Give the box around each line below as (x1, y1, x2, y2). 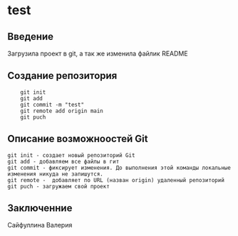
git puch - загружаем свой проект (7, 183, 110, 190)
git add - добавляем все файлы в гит (7, 158, 120, 165)
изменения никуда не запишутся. (7, 170, 103, 178)
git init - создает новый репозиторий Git (7, 151, 135, 159)
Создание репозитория (7, 70, 118, 82)
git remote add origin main (20, 107, 103, 114)
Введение (7, 31, 54, 43)
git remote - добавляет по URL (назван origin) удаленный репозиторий (7, 176, 224, 183)
